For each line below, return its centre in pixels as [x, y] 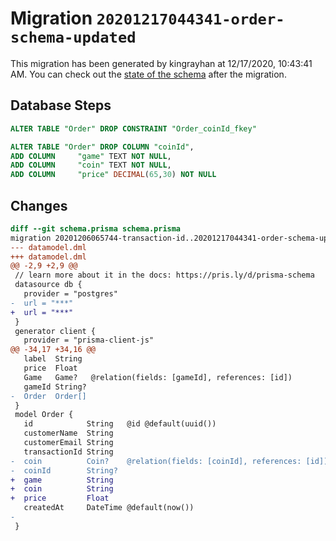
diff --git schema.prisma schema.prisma [96, 228]
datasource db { [48, 285]
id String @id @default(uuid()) [120, 424]
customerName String [68, 433]
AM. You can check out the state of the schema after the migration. [148, 74]
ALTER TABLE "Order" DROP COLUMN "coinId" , [102, 147]
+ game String [62, 480]
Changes [39, 205]
